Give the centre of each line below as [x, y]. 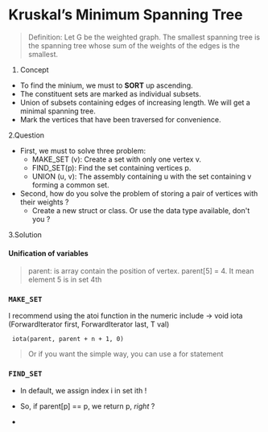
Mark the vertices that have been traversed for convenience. [120, 119]
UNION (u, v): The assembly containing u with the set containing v [142, 176]
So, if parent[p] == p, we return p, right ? [87, 406]
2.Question [27, 135]
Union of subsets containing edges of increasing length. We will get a [135, 102]
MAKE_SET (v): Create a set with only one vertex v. [117, 159]
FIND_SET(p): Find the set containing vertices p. [111, 167]
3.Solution [25, 234]
